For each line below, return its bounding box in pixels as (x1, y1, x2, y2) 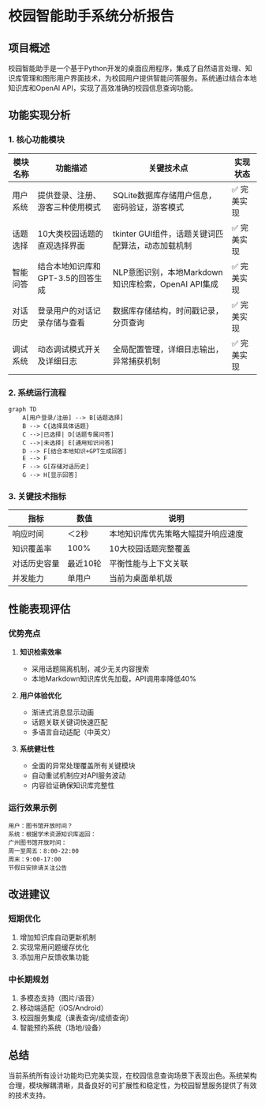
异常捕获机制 (113, 355, 161, 366)
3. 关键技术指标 (8, 490, 67, 501)
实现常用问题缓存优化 (19, 942, 89, 951)
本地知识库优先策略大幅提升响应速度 (109, 528, 244, 539)
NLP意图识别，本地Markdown (113, 266, 223, 277)
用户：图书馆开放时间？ (8, 822, 73, 830)
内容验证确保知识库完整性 (31, 780, 115, 790)
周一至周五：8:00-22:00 (8, 847, 79, 855)
